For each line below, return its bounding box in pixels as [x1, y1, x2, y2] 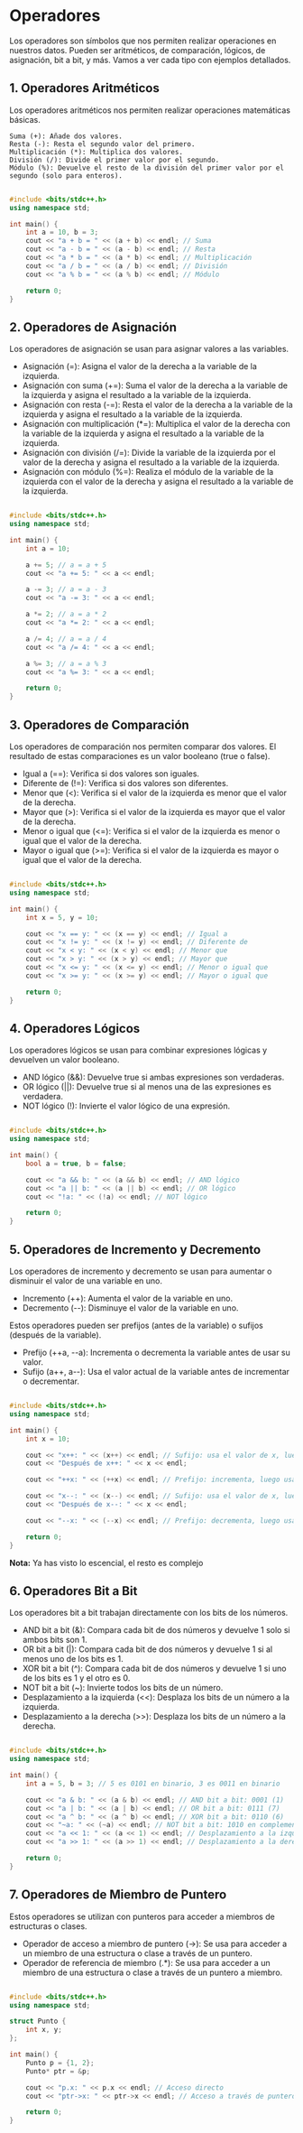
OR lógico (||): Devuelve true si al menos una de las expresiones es [22, 1081, 272, 1092]
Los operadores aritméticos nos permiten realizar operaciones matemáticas [9, 105, 291, 116]
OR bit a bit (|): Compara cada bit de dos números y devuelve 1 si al [22, 1644, 273, 1655]
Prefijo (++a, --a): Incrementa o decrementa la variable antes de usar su [22, 1347, 291, 1358]
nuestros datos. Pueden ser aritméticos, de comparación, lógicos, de [9, 44, 266, 55]
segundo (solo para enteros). [9, 171, 124, 181]
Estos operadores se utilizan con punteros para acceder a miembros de [9, 1911, 275, 1922]
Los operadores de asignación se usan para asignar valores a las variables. [9, 344, 289, 355]
